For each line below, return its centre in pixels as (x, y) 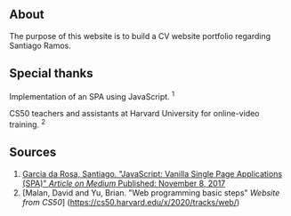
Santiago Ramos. (40, 45)
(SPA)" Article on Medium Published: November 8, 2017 (124, 183)
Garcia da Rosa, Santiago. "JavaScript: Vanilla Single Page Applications (152, 173)
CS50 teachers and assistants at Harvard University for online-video (134, 114)
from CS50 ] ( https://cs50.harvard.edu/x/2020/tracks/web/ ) (131, 202)
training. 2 (28, 124)
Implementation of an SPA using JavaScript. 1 (92, 95)
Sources (33, 152)
